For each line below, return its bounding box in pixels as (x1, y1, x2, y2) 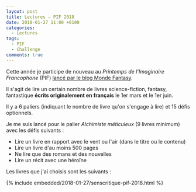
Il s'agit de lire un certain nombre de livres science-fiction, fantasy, (6, 85, 167, 92)
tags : (6, 36, 19, 41)
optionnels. (6, 109, 33, 116)
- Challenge (11, 47, 41, 53)
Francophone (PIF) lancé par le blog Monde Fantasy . (6, 74, 133, 81)
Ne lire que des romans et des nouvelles (14, 150, 112, 158)
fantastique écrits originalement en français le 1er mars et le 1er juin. (6, 92, 174, 99)
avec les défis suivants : (6, 127, 64, 134)
